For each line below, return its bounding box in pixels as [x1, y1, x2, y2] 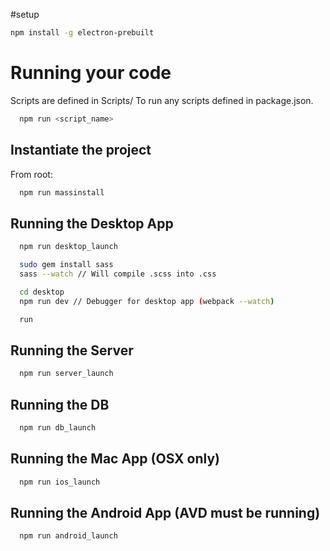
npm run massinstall [19, 187, 105, 198]
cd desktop [19, 287, 65, 297]
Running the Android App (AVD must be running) [10, 504, 321, 521]
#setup [10, 9, 40, 20]
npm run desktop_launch [19, 242, 118, 252]
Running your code [10, 62, 172, 84]
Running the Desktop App [10, 215, 174, 232]
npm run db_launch [19, 422, 97, 433]
